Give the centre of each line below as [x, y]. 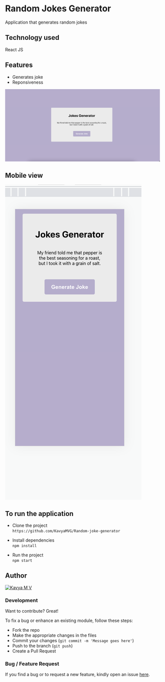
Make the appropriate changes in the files [54, 635]
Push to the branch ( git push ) [42, 646]
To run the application [39, 513]
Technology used [32, 38]
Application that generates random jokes [46, 22]
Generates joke [27, 77]
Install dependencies [33, 540]
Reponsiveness [27, 82]
